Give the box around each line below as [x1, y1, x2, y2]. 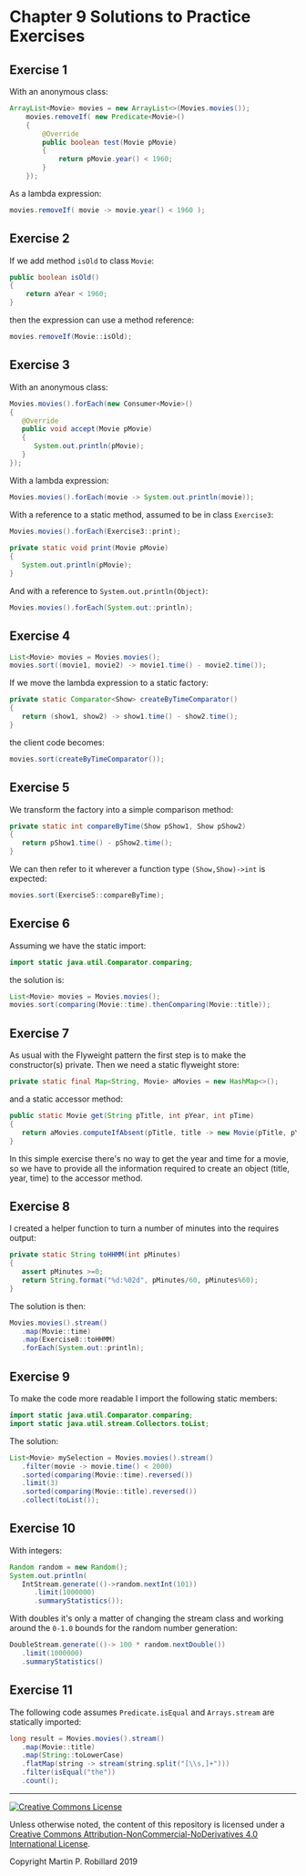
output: [9, 1233, 36, 1244]
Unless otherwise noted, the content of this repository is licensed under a [9, 1819, 285, 1830]
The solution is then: [9, 1300, 87, 1311]
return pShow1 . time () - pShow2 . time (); [21, 838, 173, 848]
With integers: [9, 1544, 62, 1555]
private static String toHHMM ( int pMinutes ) [9, 1250, 181, 1259]
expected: [9, 873, 47, 884]
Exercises [9, 26, 86, 46]
